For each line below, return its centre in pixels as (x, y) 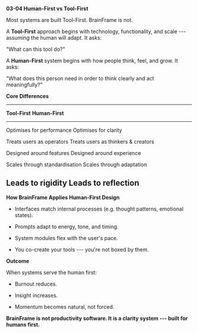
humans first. (23, 324)
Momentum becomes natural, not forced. (65, 306)
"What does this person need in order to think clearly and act (80, 78)
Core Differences (27, 96)
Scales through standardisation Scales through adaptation (77, 164)
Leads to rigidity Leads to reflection (73, 183)
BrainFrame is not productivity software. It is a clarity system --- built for (97, 318)
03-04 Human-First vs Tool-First (47, 9)
